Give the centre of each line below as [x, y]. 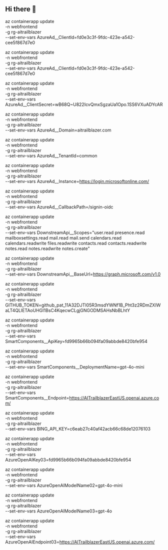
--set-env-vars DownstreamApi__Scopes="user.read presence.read [75, 232]
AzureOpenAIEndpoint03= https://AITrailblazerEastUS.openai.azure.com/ [80, 542]
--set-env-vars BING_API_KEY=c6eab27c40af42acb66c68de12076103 [78, 428]
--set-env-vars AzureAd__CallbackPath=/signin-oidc [59, 207]
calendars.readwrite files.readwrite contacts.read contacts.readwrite [76, 243]
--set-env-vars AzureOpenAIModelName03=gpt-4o [59, 511]
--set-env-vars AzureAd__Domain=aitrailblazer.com [58, 130]
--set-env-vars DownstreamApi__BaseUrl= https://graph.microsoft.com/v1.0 [83, 274]
